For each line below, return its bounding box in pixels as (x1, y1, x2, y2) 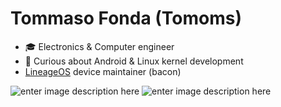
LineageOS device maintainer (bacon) (24, 65, 182, 77)
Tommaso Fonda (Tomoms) (10, 7, 243, 30)
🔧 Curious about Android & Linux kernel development (24, 55, 244, 67)
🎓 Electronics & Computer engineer (24, 40, 175, 52)
